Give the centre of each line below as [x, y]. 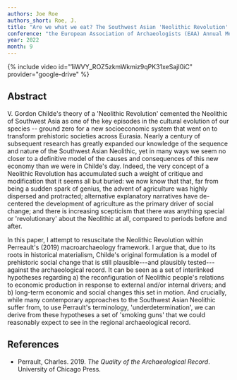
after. [15, 226]
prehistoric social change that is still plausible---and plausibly [97, 262]
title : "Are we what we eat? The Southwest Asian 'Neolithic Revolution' [118, 27]
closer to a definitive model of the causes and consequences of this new [113, 158]
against [18, 270]
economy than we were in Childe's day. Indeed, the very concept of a [108, 166]
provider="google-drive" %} [48, 74]
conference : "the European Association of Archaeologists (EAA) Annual [115, 34]
